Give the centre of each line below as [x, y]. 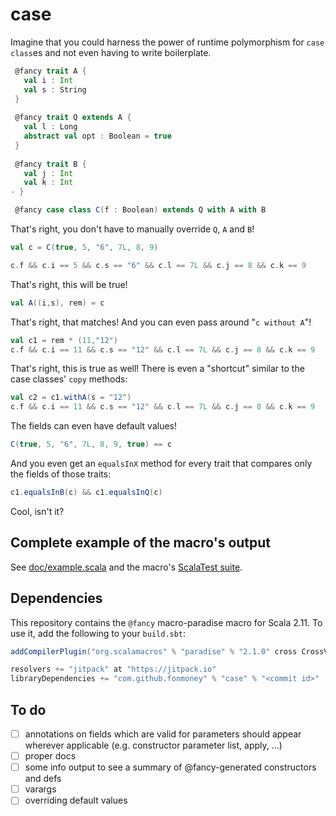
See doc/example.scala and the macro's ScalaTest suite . [126, 567]
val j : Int [48, 173]
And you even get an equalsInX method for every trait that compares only [161, 464]
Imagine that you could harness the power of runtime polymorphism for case [167, 42]
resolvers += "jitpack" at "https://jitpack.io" [113, 669]
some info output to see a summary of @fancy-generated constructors [170, 767]
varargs [40, 789]
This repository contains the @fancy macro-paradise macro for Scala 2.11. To [166, 622]
